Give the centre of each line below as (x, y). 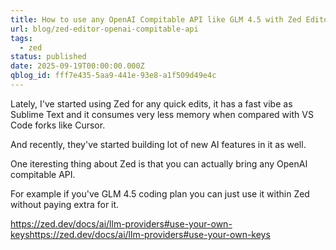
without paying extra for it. (65, 204)
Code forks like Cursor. (58, 125)
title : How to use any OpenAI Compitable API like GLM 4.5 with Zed (156, 19)
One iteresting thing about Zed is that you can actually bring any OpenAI (159, 163)
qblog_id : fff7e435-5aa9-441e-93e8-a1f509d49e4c (113, 76)
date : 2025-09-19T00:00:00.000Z (77, 66)
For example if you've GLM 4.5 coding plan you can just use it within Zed (160, 193)
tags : (21, 38)
